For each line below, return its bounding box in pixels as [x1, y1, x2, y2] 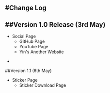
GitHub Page [19, 38, 45, 44]
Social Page [12, 34, 36, 39]
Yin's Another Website [19, 49, 64, 55]
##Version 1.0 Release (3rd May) [5, 20, 106, 29]
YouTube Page [19, 44, 48, 50]
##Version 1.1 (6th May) [5, 68, 52, 74]
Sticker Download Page [19, 82, 66, 88]
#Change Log [5, 4, 47, 12]
